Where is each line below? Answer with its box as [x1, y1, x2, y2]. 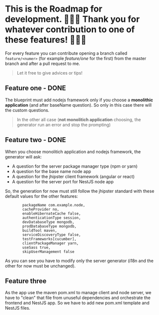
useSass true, [22, 245, 51, 250]
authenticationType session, [22, 215, 81, 220]
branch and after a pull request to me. [5, 61, 80, 66]
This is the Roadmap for [5, 3, 102, 15]
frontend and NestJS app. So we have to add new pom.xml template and [5, 300, 150, 306]
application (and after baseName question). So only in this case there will [5, 102, 152, 108]
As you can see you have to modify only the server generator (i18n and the [5, 258, 154, 264]
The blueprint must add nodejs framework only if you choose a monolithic [5, 97, 153, 103]
